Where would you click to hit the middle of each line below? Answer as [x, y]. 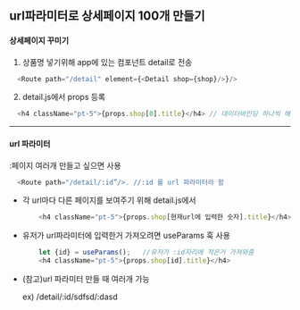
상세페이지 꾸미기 [39, 40]
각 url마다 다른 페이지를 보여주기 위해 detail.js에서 [109, 200]
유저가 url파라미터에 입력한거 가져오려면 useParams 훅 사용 [126, 236]
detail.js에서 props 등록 [63, 97]
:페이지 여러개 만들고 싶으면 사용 [66, 165]
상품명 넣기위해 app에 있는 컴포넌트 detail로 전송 [107, 62]
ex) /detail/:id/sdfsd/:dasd [70, 297]
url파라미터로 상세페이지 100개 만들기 [107, 16]
